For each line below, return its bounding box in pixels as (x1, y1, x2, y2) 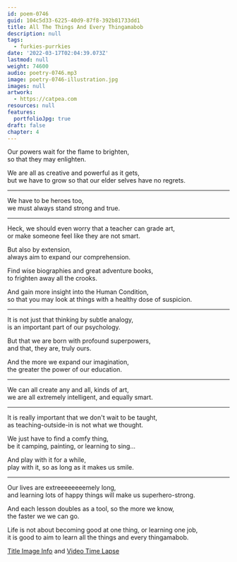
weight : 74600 (7, 63, 49, 70)
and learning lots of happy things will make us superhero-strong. (7, 491, 195, 499)
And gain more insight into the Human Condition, (7, 288, 150, 296)
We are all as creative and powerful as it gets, (7, 169, 140, 177)
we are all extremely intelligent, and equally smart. (7, 393, 153, 402)
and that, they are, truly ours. (7, 344, 92, 353)
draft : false (7, 121, 46, 129)
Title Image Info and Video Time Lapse (7, 547, 120, 556)
